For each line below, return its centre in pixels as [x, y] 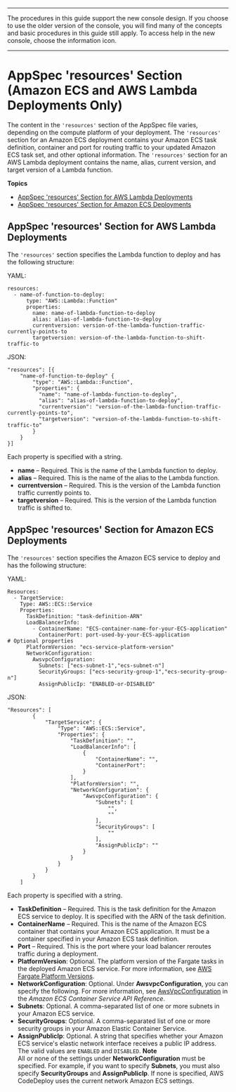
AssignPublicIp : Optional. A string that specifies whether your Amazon [120, 1036]
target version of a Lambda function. [60, 169]
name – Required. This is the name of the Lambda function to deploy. [117, 470]
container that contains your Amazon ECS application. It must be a [113, 931]
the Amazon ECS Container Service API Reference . [91, 998]
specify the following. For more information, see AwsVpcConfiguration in [123, 991]
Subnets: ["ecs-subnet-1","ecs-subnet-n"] [101, 665]
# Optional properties [40, 641]
